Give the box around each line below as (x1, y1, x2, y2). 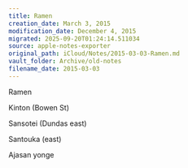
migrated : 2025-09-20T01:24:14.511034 (8, 34, 140, 43)
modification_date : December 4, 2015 (8, 27, 137, 35)
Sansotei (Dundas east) (8, 118, 87, 128)
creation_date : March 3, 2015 (8, 19, 111, 28)
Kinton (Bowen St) (8, 102, 69, 112)
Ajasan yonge (8, 149, 55, 159)
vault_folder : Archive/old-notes (8, 58, 122, 66)
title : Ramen (8, 11, 53, 20)
